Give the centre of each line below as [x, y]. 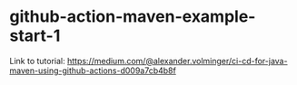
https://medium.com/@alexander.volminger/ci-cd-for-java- [177, 61]
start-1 [35, 36]
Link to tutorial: [37, 61]
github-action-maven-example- [133, 17]
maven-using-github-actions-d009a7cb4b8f [93, 71]
